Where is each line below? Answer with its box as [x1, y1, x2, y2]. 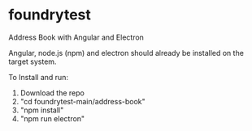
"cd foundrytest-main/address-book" [20, 96, 146, 106]
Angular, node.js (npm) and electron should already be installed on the [8, 48, 244, 57]
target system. [8, 57, 57, 66]
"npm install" [20, 105, 64, 115]
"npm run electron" [20, 113, 85, 123]
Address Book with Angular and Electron [8, 32, 145, 42]
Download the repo [20, 87, 85, 98]
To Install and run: [8, 72, 69, 82]
